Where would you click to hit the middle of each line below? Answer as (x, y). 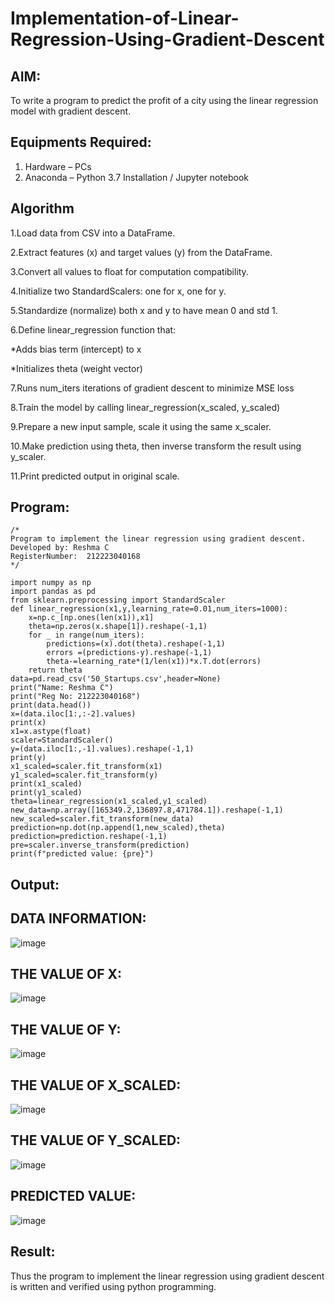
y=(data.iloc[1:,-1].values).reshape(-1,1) (102, 749)
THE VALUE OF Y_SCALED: (96, 1140)
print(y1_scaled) (46, 793)
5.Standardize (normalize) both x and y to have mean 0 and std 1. (144, 310)
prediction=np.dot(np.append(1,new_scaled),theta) (118, 828)
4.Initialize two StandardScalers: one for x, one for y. (118, 291)
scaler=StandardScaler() (62, 740)
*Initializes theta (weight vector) (76, 368)
